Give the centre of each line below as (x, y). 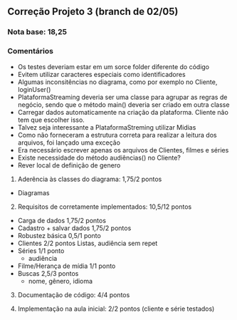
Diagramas (33, 192)
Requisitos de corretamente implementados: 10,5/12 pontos (105, 207)
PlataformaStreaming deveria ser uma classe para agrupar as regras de (122, 97)
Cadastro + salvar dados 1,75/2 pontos (74, 228)
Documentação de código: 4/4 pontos (74, 294)
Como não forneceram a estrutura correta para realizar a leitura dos (117, 135)
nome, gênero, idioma (60, 281)
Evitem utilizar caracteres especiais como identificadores (102, 74)
